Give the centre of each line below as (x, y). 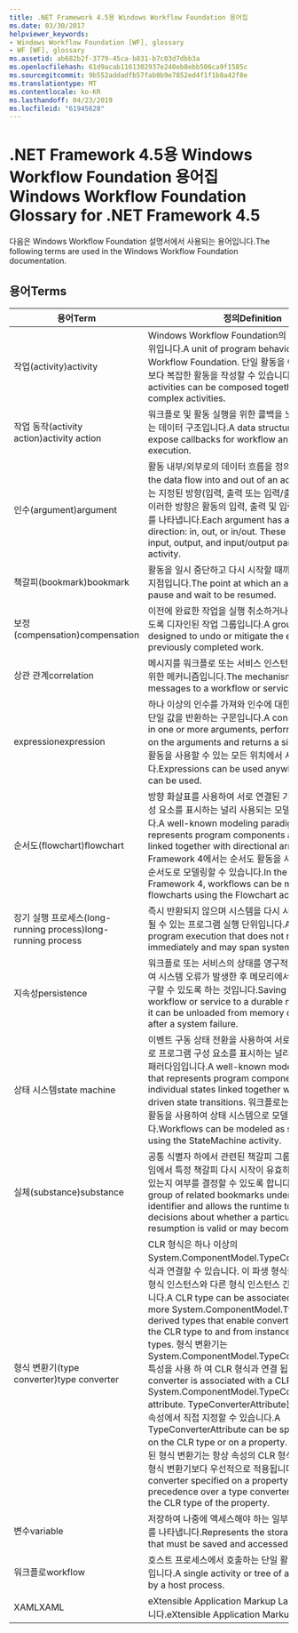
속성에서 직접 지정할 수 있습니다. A (214, 1417)
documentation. (38, 261)
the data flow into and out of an (213, 480)
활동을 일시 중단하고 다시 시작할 (210, 570)
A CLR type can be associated (230, 1297)
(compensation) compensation (77, 635)
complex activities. (187, 398)
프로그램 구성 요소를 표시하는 (215, 1053)
